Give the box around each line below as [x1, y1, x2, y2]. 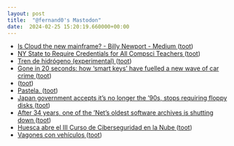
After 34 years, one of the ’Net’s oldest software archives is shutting [17, 108, 214, 117]
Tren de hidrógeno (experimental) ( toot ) [17, 57, 132, 65]
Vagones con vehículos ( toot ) [17, 131, 103, 139]
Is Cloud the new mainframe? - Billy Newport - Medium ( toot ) [17, 42, 193, 51]
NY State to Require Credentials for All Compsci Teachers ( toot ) [17, 49, 201, 58]
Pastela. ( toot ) [17, 86, 58, 95]
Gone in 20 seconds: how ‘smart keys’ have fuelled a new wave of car [17, 64, 219, 73]
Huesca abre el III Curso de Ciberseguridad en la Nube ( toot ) [17, 123, 193, 132]
